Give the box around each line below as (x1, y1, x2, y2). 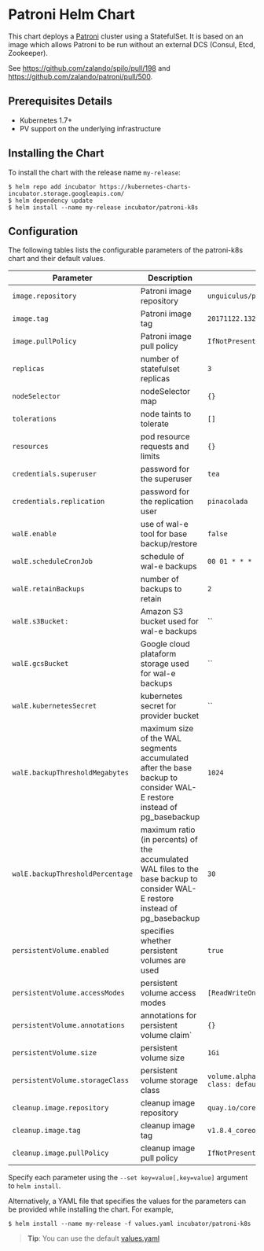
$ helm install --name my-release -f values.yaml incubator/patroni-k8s (8, 1220, 251, 1228)
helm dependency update (15, 197, 93, 204)
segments (140, 743, 178, 754)
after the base (140, 763, 192, 774)
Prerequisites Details (8, 94, 112, 108)
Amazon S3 (140, 606, 184, 617)
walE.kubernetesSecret (12, 701, 97, 711)
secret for (140, 701, 177, 712)
